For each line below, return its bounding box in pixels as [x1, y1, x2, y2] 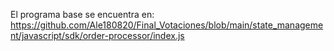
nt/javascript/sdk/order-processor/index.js [10, 30, 185, 41]
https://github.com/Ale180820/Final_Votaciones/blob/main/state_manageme [10, 19, 324, 31]
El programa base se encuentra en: [10, 9, 155, 20]
